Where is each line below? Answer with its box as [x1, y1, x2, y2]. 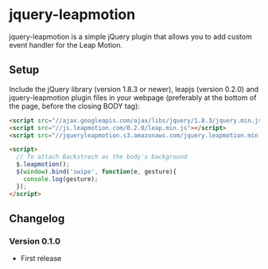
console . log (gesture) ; [23, 175, 99, 183]
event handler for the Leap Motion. [9, 40, 122, 49]
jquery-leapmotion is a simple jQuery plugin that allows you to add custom [9, 32, 253, 41]
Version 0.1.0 [9, 236, 60, 247]
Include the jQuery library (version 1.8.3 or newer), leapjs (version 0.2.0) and [9, 84, 259, 94]
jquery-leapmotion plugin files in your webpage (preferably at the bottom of [9, 93, 257, 102]
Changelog [9, 212, 65, 225]
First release [20, 254, 62, 263]
